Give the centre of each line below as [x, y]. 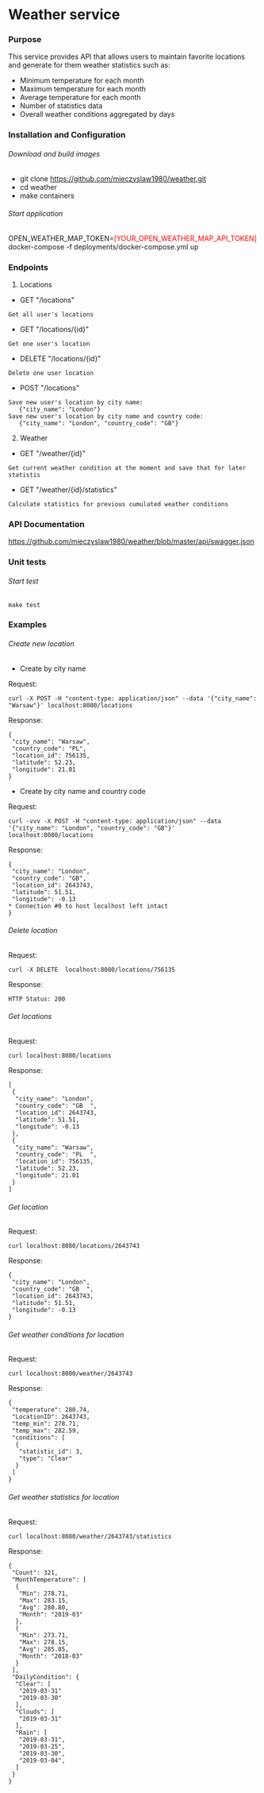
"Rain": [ [31, 1733]
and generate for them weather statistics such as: [89, 65]
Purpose [25, 40]
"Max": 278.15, [44, 1642]
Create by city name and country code [82, 791]
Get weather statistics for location [64, 1497]
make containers [47, 196]
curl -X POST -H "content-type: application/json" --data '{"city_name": [133, 698]
